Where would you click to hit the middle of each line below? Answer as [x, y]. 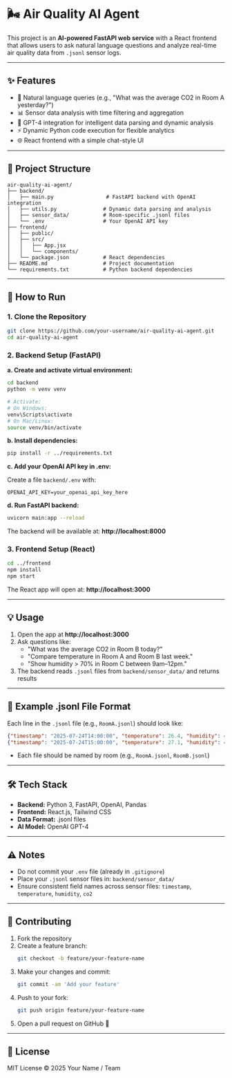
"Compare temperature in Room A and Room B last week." [110, 656]
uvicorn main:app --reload [46, 518]
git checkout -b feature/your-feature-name [81, 958]
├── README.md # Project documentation [91, 263]
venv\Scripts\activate [40, 415]
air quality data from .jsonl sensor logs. [64, 53]
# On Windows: [28, 408]
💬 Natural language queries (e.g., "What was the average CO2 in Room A [120, 97]
